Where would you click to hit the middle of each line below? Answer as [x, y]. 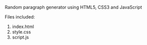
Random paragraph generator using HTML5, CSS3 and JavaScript [73, 7]
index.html [23, 26]
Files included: [20, 17]
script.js [20, 37]
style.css [21, 32]
